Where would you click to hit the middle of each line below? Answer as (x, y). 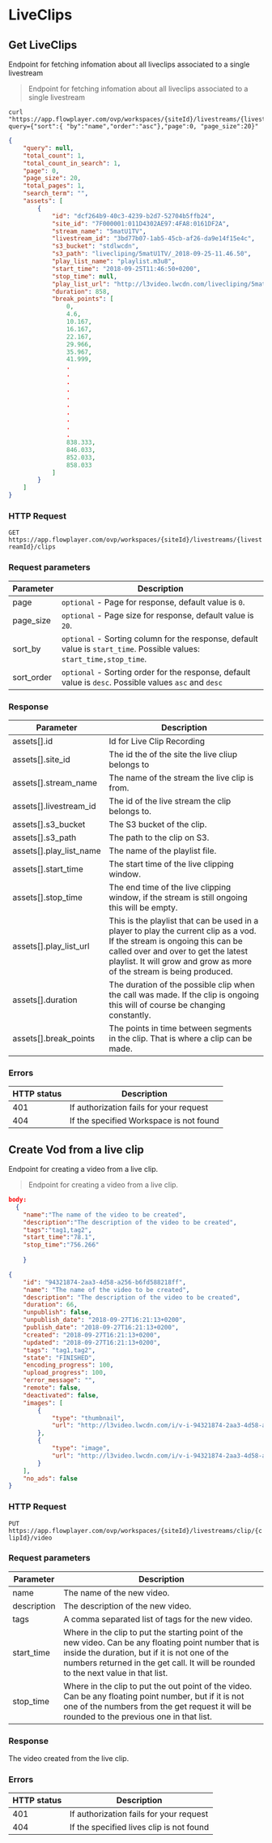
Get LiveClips (43, 45)
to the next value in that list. (116, 1673)
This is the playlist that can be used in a (184, 920)
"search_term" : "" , (56, 194)
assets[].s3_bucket (49, 824)
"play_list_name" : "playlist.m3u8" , (113, 261)
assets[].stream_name (55, 782)
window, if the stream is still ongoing (178, 897)
